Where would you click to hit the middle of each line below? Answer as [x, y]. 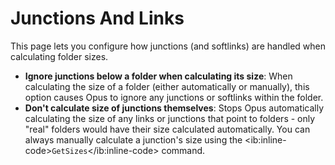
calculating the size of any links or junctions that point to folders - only [170, 118]
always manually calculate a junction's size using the [133, 139]
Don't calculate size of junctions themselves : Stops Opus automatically [174, 108]
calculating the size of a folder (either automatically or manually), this [167, 86]
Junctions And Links [97, 18]
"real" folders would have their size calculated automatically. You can [167, 129]
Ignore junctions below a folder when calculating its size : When [158, 76]
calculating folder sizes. [59, 56]
